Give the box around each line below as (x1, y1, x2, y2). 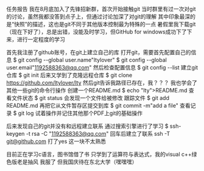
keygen (6, 130, 25, 137)
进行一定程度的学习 (16, 36, 65, 43)
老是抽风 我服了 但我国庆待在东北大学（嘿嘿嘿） (16, 158, 138, 166)
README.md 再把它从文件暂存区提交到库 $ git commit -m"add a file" (6, 102, 178, 109)
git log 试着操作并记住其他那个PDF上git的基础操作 (18, 110, 143, 117)
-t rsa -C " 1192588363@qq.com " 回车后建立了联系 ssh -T (26, 130, 171, 137)
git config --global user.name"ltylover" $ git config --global (18, 57, 167, 63)
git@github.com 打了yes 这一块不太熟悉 (6, 138, 107, 145)
